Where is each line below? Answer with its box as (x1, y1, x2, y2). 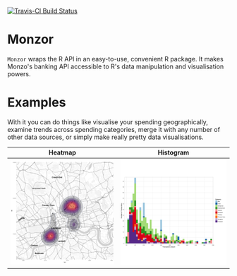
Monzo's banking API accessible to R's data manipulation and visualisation (7, 62, 224, 71)
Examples (7, 95, 66, 111)
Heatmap (48, 148, 76, 157)
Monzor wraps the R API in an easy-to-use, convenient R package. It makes (7, 54, 224, 63)
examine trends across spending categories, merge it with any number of (7, 125, 221, 133)
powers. (7, 69, 31, 78)
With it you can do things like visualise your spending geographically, (7, 117, 208, 126)
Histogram (157, 148, 190, 157)
